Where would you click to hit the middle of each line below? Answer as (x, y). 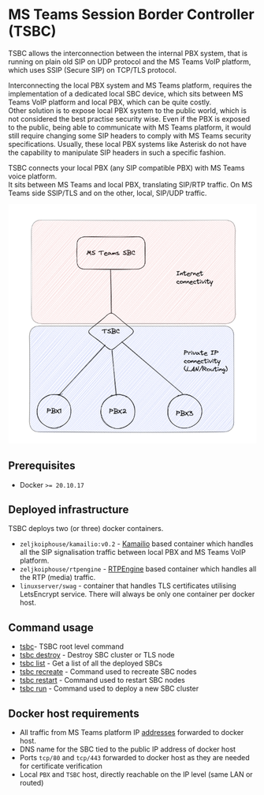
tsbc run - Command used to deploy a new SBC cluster (109, 688)
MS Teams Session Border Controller (131, 15)
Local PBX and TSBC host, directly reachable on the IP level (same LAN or (136, 774)
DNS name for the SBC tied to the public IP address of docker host (128, 749)
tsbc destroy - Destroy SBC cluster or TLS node (97, 655)
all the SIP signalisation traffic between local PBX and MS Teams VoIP (132, 552)
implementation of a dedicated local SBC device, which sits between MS (126, 93)
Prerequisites (42, 466)
